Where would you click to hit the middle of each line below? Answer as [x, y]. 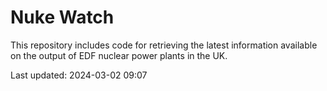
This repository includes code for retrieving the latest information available [164, 45]
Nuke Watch [62, 17]
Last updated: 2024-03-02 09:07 [79, 75]
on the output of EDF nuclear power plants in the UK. [119, 55]
